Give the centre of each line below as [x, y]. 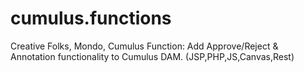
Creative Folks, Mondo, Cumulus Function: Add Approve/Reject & [144, 46]
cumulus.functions [91, 18]
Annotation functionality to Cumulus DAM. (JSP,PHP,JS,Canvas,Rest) [152, 56]
